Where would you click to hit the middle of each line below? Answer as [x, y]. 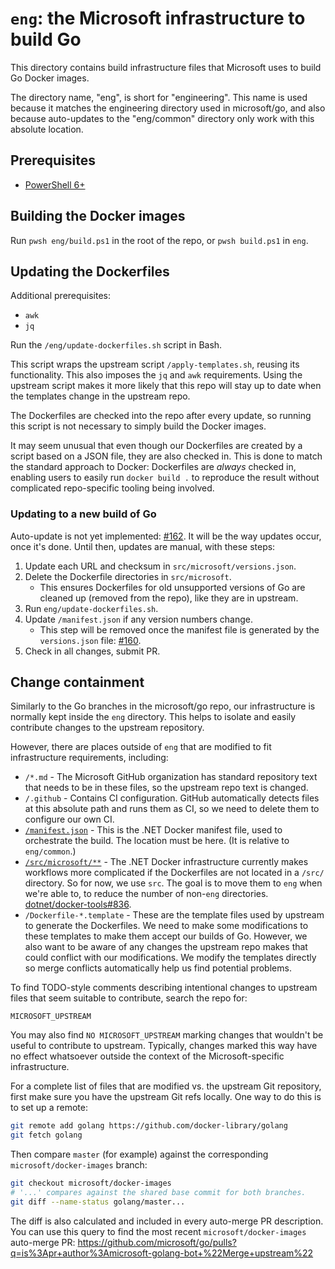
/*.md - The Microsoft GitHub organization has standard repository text [171, 777]
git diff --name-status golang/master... [98, 1202]
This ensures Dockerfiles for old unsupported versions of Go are [172, 587]
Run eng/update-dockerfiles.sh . [91, 608]
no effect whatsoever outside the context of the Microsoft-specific [147, 1056]
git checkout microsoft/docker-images [91, 1183]
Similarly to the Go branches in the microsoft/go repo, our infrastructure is [163, 706]
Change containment [77, 682]
